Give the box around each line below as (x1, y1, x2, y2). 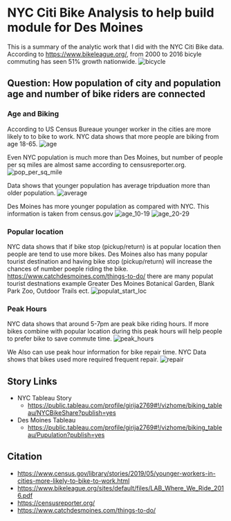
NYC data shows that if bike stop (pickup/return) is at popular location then (7, 242, 221, 250)
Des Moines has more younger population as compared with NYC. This (7, 202, 210, 210)
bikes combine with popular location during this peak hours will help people (7, 327, 223, 336)
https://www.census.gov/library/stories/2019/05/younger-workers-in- (17, 469, 216, 477)
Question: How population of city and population (7, 78, 221, 89)
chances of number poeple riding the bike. (7, 264, 129, 273)
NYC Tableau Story (17, 394, 72, 402)
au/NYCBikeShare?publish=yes (27, 409, 116, 417)
